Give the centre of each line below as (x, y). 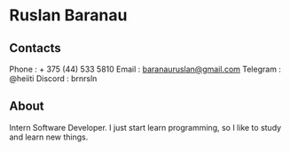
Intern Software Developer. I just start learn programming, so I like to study (145, 127)
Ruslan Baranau (68, 15)
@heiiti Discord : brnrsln (53, 79)
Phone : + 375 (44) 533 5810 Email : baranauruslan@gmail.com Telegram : (145, 69)
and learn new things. (49, 137)
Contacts (35, 48)
